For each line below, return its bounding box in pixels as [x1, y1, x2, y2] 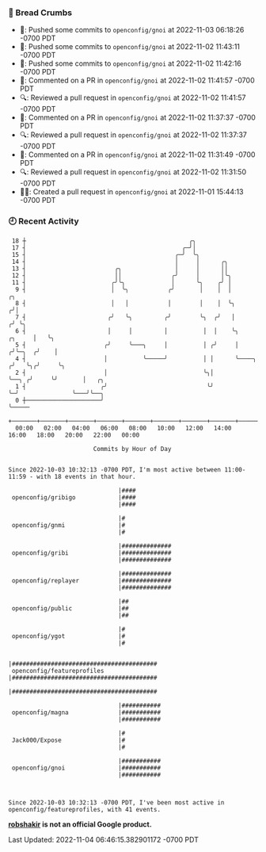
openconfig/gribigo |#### [11, 493, 136, 502]
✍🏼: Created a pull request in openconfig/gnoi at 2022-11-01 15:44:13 [19, 187, 244, 197]
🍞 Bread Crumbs [8, 7, 73, 18]
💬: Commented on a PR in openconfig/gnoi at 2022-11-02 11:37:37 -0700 [19, 113, 256, 122]
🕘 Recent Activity [8, 216, 79, 227]
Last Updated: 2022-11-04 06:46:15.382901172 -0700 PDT [8, 835, 199, 844]
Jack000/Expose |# [11, 736, 126, 744]
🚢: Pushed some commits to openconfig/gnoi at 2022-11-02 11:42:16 [19, 59, 241, 68]
